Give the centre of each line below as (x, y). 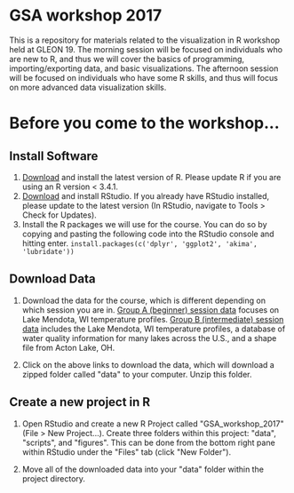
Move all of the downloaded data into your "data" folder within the (143, 469)
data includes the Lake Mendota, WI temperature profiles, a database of (154, 329)
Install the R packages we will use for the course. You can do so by (145, 224)
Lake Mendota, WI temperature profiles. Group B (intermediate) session (153, 319)
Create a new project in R (80, 402)
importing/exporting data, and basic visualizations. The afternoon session (144, 68)
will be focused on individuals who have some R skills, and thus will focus (143, 77)
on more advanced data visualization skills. (88, 87)
